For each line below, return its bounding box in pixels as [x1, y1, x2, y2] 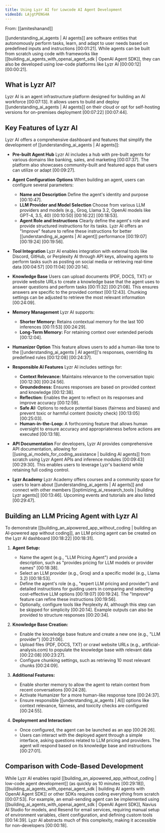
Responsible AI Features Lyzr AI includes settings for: [12, 364, 122, 370]
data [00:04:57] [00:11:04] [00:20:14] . [12, 264, 89, 270]
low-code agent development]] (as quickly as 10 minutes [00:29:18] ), [5, 780, 145, 786]
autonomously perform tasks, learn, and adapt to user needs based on [5, 40, 149, 46]
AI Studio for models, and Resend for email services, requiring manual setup [5, 806, 160, 812]
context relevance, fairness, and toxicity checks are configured [19, 702, 148, 708]
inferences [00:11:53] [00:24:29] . [19, 324, 87, 330]
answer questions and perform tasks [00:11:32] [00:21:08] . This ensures [12, 284, 159, 290]
